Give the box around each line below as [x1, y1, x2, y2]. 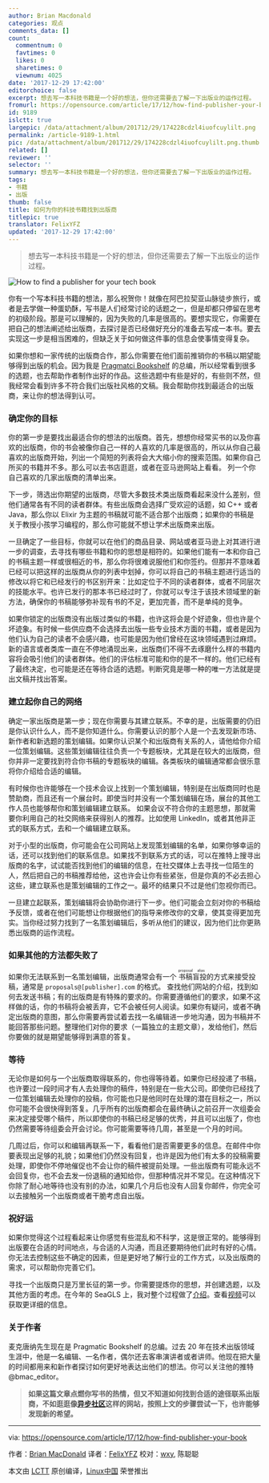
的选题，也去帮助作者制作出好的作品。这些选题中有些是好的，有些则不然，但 [8, 371, 261, 380]
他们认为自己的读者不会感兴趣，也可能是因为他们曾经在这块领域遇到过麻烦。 [8, 634, 261, 644]
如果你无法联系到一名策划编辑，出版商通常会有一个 [8, 971, 177, 981]
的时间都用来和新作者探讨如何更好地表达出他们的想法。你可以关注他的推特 [8, 1361, 254, 1372]
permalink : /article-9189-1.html [8, 131, 120, 139]
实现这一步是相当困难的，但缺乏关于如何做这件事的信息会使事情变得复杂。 [8, 334, 254, 343]
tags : [8, 176, 26, 184]
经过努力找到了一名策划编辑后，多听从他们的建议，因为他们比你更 [35, 918, 254, 927]
